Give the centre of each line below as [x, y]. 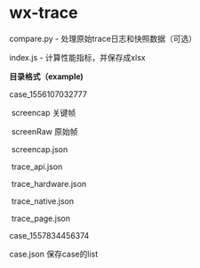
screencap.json [40, 149]
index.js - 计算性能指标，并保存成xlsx [77, 57]
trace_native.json [43, 201]
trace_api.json [37, 166]
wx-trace [44, 13]
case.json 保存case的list [54, 254]
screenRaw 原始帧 [44, 131]
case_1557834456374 [49, 235]
